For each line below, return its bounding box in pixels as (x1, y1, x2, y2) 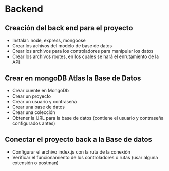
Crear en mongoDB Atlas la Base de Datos (5, 74, 141, 83)
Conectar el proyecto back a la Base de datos (5, 135, 153, 144)
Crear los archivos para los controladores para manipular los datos (12, 48, 154, 54)
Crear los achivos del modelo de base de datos (12, 43, 112, 49)
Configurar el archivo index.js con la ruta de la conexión (12, 148, 130, 155)
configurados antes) (12, 120, 55, 126)
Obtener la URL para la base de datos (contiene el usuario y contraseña (12, 115, 164, 121)
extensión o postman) (12, 160, 59, 166)
